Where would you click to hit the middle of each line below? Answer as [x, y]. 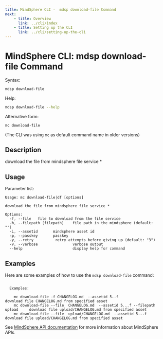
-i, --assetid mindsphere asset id [52, 232]
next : [10, 14]
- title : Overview [32, 18]
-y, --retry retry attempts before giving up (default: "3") [82, 240]
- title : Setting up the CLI [43, 28]
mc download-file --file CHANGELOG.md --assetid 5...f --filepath [85, 305]
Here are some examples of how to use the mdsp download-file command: [80, 275]
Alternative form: [22, 116]
